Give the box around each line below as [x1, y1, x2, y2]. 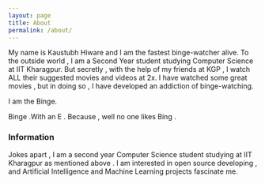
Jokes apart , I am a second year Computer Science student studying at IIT [8, 149, 253, 159]
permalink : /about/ [8, 26, 73, 34]
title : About [8, 19, 51, 27]
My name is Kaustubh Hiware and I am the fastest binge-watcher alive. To [8, 48, 249, 58]
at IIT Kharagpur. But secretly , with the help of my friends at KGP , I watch [8, 65, 251, 74]
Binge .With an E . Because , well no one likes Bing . [8, 112, 176, 122]
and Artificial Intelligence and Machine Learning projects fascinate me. [8, 167, 239, 176]
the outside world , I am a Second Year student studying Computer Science [8, 56, 254, 66]
